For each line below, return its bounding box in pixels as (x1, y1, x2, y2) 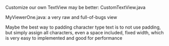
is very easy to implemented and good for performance (5, 35, 122, 41)
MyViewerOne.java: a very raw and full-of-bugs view (5, 14, 117, 20)
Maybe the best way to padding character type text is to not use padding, (5, 24, 161, 30)
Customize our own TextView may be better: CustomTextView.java (5, 5, 146, 10)
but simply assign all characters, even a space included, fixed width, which (5, 30, 164, 35)
